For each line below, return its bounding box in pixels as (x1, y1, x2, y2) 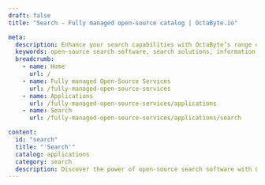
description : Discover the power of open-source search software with (15, 165, 252, 173)
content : (8, 128, 37, 137)
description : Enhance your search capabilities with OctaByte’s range (15, 40, 252, 48)
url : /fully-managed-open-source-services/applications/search (28, 114, 242, 123)
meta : (8, 33, 26, 41)
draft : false (8, 11, 51, 20)
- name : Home (22, 62, 65, 71)
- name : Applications (22, 92, 93, 100)
